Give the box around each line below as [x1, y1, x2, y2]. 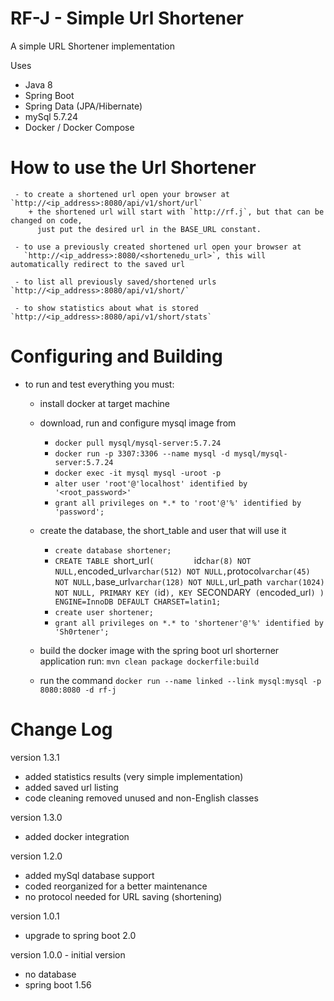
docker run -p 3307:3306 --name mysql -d [54, 448, 230, 459]
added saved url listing [24, 781, 119, 793]
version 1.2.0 [10, 850, 63, 862]
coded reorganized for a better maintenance [24, 880, 208, 892]
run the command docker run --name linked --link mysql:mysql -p [39, 674, 322, 686]
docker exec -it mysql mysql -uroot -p [54, 468, 222, 478]
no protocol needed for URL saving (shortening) [24, 890, 223, 902]
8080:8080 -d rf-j [39, 685, 117, 695]
